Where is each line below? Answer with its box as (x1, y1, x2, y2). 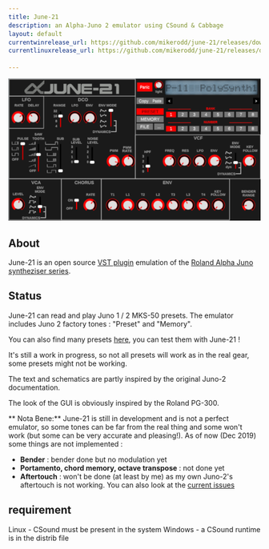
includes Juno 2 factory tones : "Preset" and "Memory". (8, 319, 192, 328)
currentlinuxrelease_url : (8, 46, 94, 55)
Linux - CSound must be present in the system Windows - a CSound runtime (8, 524, 261, 534)
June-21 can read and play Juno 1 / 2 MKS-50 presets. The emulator (8, 311, 234, 320)
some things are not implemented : (8, 439, 123, 448)
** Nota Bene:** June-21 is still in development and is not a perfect (8, 413, 230, 423)
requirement (8, 503, 72, 517)
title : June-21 (8, 13, 59, 21)
